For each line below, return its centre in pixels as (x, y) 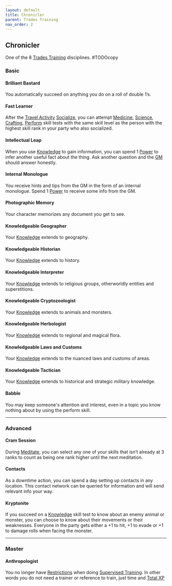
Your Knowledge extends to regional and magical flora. (63, 335)
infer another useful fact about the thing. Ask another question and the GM (84, 157)
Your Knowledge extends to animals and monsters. (59, 312)
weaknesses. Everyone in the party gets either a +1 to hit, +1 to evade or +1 (84, 526)
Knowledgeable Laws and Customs (44, 347)
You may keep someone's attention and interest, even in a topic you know (83, 405)
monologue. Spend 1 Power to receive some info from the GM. (71, 191)
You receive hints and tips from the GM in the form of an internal (73, 186)
